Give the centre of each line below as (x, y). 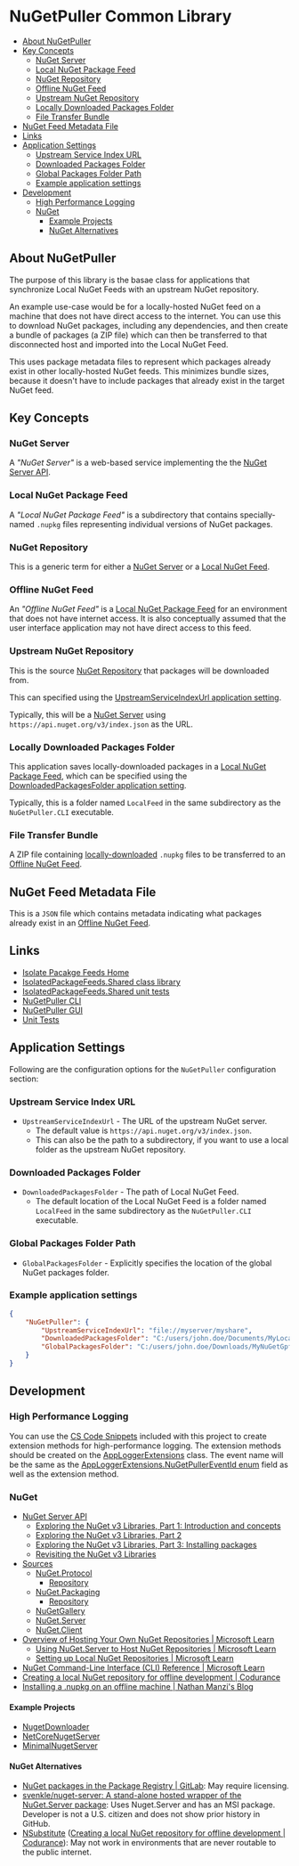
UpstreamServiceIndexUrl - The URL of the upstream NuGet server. (145, 1120)
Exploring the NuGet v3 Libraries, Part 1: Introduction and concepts (158, 1526)
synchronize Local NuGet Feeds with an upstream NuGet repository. (134, 289)
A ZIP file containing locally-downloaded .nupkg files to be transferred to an (148, 855)
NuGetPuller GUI (52, 1010)
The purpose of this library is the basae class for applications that (130, 280)
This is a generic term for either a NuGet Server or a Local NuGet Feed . (139, 566)
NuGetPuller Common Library (121, 16)
